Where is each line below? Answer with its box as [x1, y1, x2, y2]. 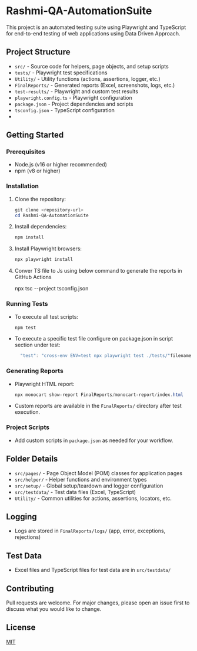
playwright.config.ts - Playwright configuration [14, 94, 132, 101]
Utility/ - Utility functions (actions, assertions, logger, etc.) [14, 75, 161, 82]
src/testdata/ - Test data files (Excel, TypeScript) [14, 488, 136, 495]
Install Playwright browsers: [14, 245, 82, 252]
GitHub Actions [14, 273, 52, 281]
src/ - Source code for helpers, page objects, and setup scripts [14, 63, 169, 70]
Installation [6, 182, 39, 190]
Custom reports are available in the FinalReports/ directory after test [14, 403, 182, 410]
